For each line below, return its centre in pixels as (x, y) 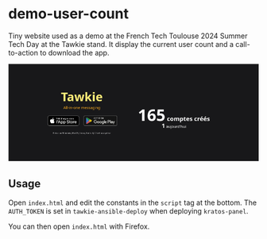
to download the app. (74, 52)
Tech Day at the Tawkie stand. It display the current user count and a (121, 44)
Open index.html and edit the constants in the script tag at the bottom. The (132, 202)
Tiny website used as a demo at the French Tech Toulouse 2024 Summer (128, 36)
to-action (23, 52)
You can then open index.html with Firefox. (79, 226)
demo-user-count (69, 14)
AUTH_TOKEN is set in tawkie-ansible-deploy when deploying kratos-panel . (128, 211)
